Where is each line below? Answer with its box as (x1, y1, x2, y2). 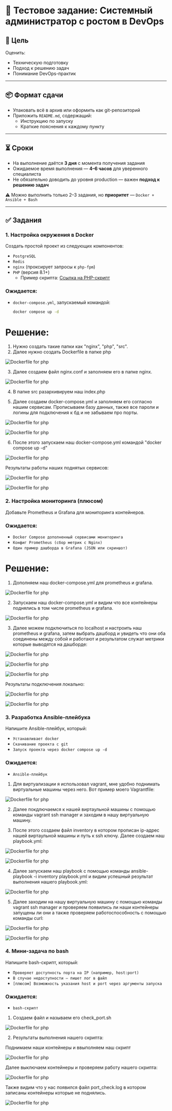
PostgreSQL (12, 254, 36, 259)
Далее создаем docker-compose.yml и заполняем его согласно (12, 399, 153, 405)
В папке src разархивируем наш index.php (12, 389, 106, 395)
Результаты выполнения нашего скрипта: (12, 1034, 104, 1041)
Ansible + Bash (5, 197, 38, 202)
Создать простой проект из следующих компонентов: (5, 243, 124, 249)
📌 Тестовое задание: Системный (5, 5, 153, 16)
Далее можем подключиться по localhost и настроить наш (12, 625, 142, 631)
